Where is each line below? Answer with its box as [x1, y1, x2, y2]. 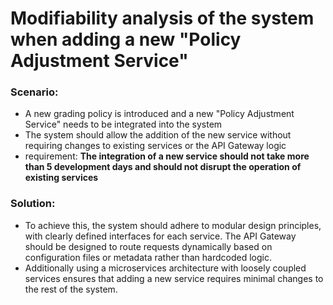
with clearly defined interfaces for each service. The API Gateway [24, 230, 297, 242]
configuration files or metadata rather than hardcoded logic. [24, 251, 272, 263]
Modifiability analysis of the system [10, 7, 315, 30]
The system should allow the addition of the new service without [24, 129, 292, 141]
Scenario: [10, 85, 59, 99]
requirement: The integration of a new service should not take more [24, 150, 310, 162]
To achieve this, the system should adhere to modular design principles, [24, 219, 322, 231]
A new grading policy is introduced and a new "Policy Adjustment [24, 108, 295, 120]
